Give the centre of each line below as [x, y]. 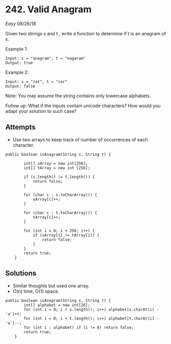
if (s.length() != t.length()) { [59, 177]
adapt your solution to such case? [41, 111]
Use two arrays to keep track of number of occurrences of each [80, 139]
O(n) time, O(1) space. [36, 291]
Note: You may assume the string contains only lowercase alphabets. [78, 95]
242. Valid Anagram [48, 9]
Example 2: [17, 72]
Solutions [21, 274]
